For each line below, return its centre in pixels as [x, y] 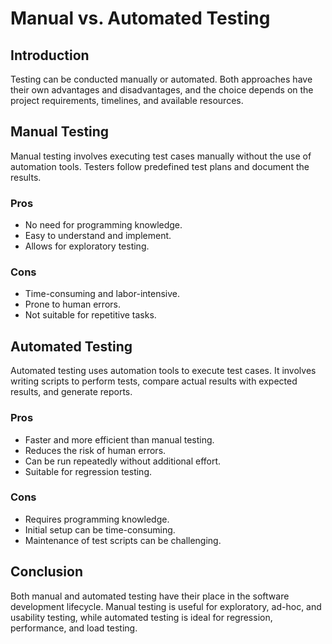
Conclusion [47, 572]
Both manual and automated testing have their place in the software [150, 596]
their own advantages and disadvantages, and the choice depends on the [162, 90]
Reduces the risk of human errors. [95, 450]
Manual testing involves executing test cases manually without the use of [161, 156]
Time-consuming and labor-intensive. [102, 294]
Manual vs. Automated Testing [140, 18]
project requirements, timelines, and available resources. [127, 100]
